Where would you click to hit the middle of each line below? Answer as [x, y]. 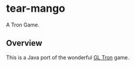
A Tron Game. [23, 25]
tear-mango [36, 9]
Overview [24, 43]
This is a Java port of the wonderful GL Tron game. [68, 57]
